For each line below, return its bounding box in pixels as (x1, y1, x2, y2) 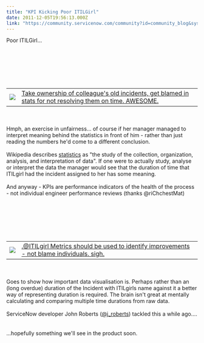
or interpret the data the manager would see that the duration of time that (6, 164, 189, 171)
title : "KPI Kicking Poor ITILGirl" (6, 8, 99, 15)
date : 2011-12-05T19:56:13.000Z (6, 15, 88, 21)
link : (6, 20, 20, 26)
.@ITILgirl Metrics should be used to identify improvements (21, 242, 190, 251)
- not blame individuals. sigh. (21, 250, 105, 258)
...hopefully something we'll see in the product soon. (6, 330, 138, 337)
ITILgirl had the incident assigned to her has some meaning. (6, 171, 157, 178)
